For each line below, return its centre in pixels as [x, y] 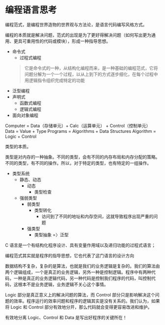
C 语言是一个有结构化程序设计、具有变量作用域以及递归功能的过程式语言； [81, 245]
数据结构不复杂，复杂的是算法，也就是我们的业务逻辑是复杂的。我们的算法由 [82, 266]
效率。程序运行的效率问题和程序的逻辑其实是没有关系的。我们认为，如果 [87, 301]
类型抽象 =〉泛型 [51, 235]
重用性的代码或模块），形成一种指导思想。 [68, 41]
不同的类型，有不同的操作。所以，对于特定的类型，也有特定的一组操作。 [78, 163]
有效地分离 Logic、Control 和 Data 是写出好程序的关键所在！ [66, 317]
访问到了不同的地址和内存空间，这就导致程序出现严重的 [97, 216]
